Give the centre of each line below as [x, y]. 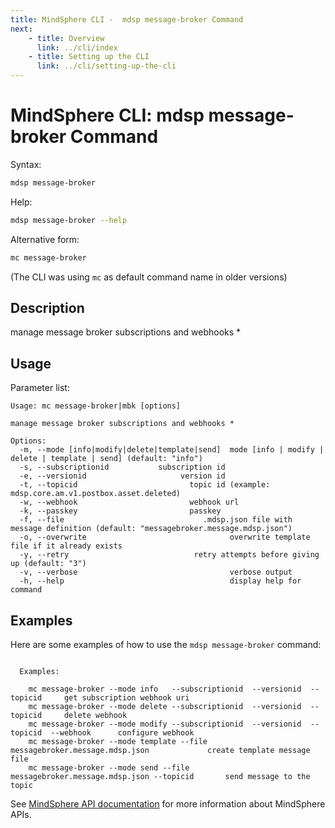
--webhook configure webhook [122, 733]
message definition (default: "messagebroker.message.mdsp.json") [151, 529]
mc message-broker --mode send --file [109, 768]
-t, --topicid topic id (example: [145, 485]
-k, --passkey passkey [120, 511]
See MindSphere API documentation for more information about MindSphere [168, 804]
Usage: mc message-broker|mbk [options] [96, 406]
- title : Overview [66, 38]
